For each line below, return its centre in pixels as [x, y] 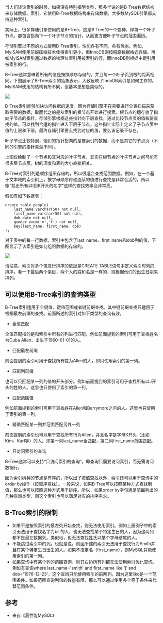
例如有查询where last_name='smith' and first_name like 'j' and [74, 568]
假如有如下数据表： [24, 196]
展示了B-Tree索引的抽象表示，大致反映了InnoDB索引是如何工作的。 [89, 81]
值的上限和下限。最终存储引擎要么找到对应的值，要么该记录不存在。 [73, 130]
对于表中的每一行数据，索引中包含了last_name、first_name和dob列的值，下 [81, 240]
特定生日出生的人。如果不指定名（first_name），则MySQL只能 [90, 550]
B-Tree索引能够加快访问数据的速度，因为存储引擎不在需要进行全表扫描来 [78, 106]
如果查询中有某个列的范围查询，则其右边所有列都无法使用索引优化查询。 [84, 562]
